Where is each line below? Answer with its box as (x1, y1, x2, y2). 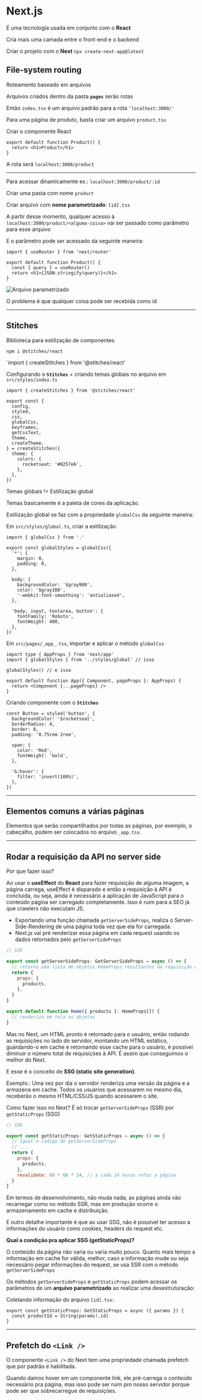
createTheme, (11, 440, 44, 446)
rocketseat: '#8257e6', (22, 461, 82, 467)
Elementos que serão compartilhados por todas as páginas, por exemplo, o (6, 822, 192, 830)
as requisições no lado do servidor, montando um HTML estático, (6, 1037, 168, 1044)
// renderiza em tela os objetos (11, 1014, 96, 1020)
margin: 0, (17, 555, 44, 561)
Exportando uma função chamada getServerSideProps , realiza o (14, 917, 173, 924)
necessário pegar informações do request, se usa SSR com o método (6, 1261, 179, 1269)
